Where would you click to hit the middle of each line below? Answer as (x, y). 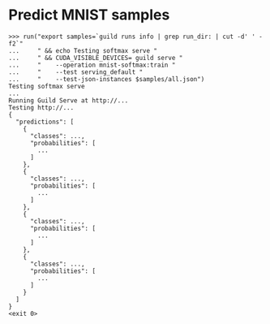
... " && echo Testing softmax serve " (83, 50)
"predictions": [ (45, 122)
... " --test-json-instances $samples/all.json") (107, 79)
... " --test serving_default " (76, 72)
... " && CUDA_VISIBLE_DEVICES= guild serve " (96, 58)
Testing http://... (41, 107)
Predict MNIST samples (89, 15)
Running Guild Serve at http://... (69, 100)
